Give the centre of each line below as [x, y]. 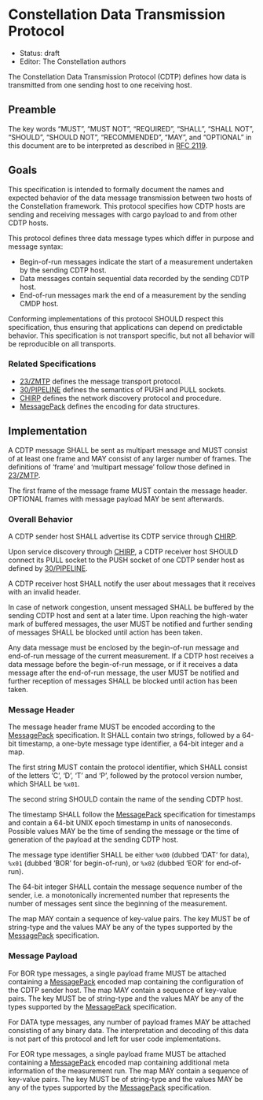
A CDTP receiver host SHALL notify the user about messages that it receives [132, 583]
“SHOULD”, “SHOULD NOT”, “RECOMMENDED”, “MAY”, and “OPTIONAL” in [130, 137]
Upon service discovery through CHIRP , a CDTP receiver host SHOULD [123, 551]
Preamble [32, 110]
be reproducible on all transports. [62, 343]
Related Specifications [52, 364]
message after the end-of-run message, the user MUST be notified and [124, 672]
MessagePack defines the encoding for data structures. [110, 406]
